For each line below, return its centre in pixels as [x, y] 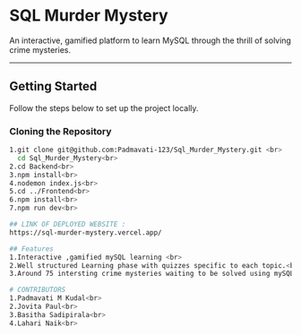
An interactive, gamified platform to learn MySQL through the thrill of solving [150, 40]
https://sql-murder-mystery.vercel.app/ [86, 232]
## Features [31, 249]
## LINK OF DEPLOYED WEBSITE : [68, 225]
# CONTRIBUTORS [38, 290]
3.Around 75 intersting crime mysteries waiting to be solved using [140, 274]
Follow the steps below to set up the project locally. [104, 107]
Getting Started [53, 86]
